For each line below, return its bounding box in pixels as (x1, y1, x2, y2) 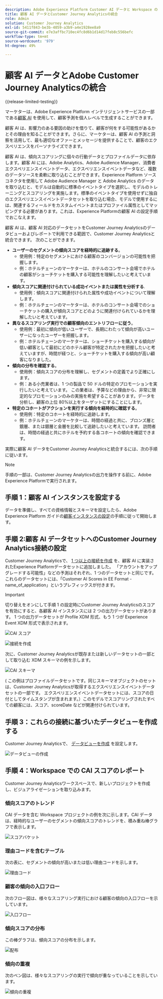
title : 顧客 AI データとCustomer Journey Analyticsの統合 (5, 12, 118, 17)
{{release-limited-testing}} (5, 98, 58, 105)
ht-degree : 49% (5, 43, 36, 48)
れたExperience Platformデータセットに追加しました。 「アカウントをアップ (5, 564, 158, 570)
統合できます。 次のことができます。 (5, 237, 78, 243)
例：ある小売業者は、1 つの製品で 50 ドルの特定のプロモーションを (19, 381, 153, 386)
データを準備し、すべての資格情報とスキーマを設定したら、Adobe (5, 507, 137, 513)
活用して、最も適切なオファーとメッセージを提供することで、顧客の (13, 137, 149, 143)
